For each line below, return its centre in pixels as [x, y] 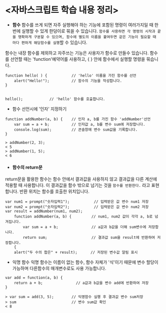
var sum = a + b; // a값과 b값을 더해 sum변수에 [85, 227]
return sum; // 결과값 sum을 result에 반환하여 [89, 238]
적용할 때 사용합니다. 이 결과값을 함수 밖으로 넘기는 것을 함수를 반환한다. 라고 [78, 185]
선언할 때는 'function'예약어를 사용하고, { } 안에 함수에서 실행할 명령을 [78, 59]
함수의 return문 [27, 167]
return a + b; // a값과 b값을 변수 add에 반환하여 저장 [82, 283]
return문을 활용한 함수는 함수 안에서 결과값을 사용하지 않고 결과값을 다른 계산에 [81, 179]
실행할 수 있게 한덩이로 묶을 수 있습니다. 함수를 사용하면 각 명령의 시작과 [88, 31]
